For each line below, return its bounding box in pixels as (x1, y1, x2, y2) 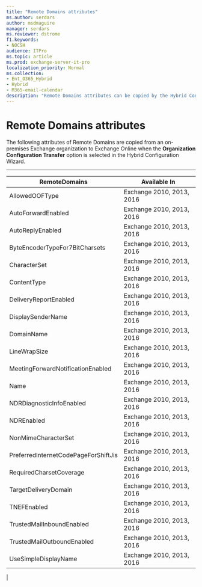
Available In (141, 177, 176, 186)
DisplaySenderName (9, 312, 68, 321)
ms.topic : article (6, 54, 52, 60)
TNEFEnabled (9, 503, 48, 511)
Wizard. (6, 158, 26, 165)
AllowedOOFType (9, 191, 59, 200)
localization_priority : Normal (6, 64, 85, 71)
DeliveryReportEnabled (9, 295, 75, 304)
